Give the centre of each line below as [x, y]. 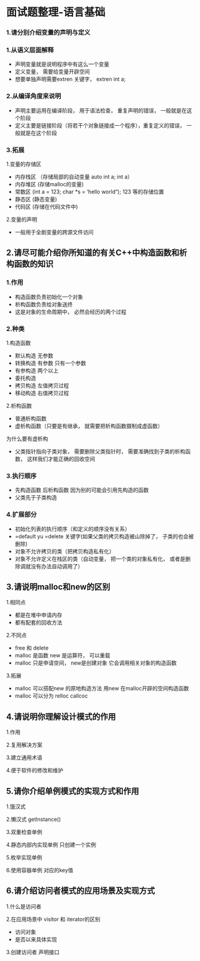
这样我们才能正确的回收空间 [61, 459]
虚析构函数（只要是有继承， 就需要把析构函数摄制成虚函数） [89, 426]
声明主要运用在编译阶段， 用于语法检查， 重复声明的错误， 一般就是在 [101, 110]
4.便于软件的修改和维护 [35, 771]
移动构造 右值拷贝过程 [42, 393]
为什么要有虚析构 [27, 438]
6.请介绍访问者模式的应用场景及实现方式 [81, 891]
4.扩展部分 [21, 514]
